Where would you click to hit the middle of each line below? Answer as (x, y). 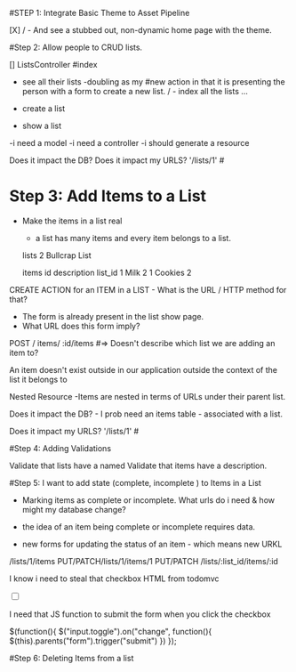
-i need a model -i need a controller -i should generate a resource (130, 143)
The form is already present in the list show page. (113, 316)
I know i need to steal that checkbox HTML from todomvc (114, 579)
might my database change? (74, 509)
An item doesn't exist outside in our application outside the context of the (144, 369)
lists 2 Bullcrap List (56, 255)
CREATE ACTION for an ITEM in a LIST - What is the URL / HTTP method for (148, 289)
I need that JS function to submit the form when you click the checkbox (140, 614)
